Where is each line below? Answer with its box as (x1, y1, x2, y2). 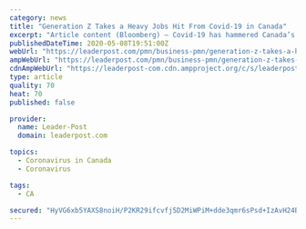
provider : (9, 114, 47, 124)
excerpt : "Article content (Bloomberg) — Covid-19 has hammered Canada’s (9, 30, 296, 39)
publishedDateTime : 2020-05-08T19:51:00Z (9, 38, 169, 48)
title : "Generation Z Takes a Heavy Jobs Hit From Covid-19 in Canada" (9, 22, 287, 31)
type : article (9, 73, 64, 82)
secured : (9, 205, 43, 214)
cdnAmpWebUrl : (9, 65, 64, 74)
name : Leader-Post (17, 123, 88, 132)
